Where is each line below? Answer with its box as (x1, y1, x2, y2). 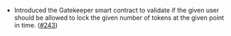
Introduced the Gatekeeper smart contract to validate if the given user (14, 6, 219, 14)
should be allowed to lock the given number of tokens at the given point (14, 13, 225, 22)
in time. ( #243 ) (14, 21, 58, 29)
